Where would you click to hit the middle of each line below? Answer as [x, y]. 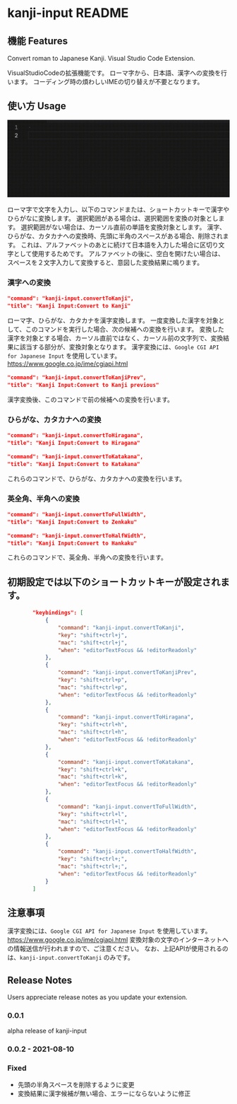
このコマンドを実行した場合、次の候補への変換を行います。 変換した [124, 330]
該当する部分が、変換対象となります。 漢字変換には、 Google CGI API [120, 347]
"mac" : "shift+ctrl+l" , [93, 822]
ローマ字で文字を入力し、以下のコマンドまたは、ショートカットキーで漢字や [119, 209]
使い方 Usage [37, 106]
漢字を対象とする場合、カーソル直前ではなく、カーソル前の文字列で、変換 [115, 338]
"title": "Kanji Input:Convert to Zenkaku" [72, 522]
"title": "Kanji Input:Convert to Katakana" [74, 464]
